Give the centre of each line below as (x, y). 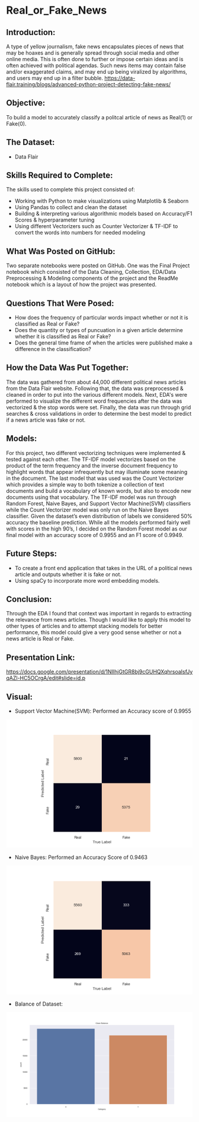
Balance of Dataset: (39, 1004)
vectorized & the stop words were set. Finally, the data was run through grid (99, 407)
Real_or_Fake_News (57, 10)
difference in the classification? (53, 349)
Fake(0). (16, 124)
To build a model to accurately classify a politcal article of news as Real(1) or (99, 117)
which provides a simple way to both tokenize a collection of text (85, 484)
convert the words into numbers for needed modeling (80, 233)
